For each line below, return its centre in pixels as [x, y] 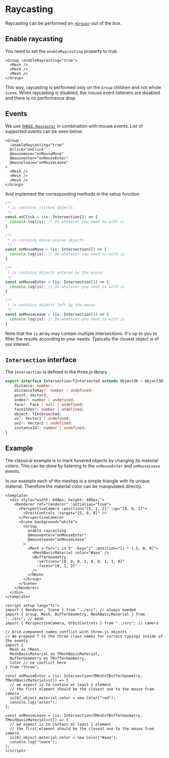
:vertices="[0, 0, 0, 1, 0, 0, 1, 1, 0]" [81, 561]
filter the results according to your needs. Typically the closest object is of [82, 339]
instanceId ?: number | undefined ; [50, 428]
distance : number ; [33, 386]
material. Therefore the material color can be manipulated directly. [74, 486]
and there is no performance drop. [41, 98]
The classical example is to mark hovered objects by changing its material [82, 460]
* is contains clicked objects [40, 208]
